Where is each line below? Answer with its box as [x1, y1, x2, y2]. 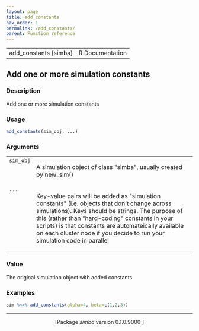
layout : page [6, 8, 38, 15]
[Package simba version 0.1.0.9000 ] [54, 318, 144, 325]
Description [6, 87, 41, 95]
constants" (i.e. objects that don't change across [36, 199, 172, 208]
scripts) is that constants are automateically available [36, 222, 184, 230]
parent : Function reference [6, 31, 76, 37]
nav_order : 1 [6, 20, 38, 26]
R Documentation [78, 49, 127, 57]
